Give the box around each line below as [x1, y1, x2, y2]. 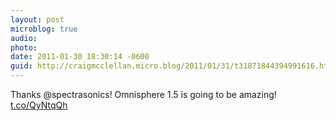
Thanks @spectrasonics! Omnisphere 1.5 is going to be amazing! [10, 89, 277, 100]
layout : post [10, 14, 65, 25]
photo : [10, 42, 38, 53]
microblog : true [10, 24, 78, 34]
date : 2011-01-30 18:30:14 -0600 [10, 52, 150, 62]
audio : [10, 33, 38, 43]
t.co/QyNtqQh [10, 99, 68, 111]
